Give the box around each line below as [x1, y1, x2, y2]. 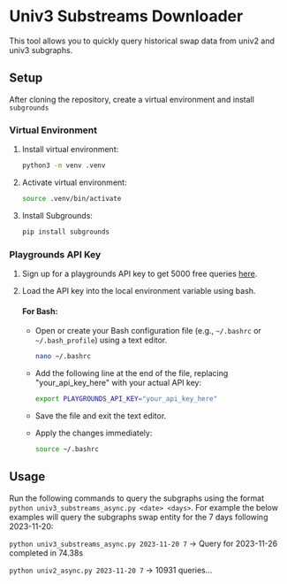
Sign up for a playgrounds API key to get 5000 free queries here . [21, 268, 258, 279]
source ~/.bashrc [34, 444, 100, 453]
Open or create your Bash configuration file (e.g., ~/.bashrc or [34, 326, 262, 336]
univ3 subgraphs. [9, 44, 73, 55]
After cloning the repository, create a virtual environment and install [9, 94, 254, 104]
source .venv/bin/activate [21, 194, 122, 203]
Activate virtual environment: [21, 177, 127, 188]
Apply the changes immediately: [34, 427, 153, 438]
